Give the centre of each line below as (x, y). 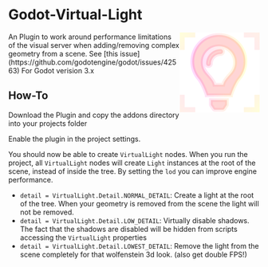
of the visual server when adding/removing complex (94, 45)
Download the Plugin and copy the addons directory (94, 115)
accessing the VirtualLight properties (83, 238)
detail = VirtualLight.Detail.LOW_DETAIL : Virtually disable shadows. (134, 220)
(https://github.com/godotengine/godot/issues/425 (93, 62)
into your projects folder (48, 123)
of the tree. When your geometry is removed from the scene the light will (139, 203)
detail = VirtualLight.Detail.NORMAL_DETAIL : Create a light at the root (137, 195)
